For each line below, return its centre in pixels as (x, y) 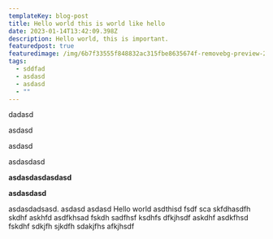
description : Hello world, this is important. (89, 39)
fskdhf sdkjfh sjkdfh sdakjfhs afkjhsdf (71, 226)
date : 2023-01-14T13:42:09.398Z (63, 31)
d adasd (21, 115)
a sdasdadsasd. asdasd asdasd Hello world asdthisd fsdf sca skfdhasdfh (130, 209)
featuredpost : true (41, 46)
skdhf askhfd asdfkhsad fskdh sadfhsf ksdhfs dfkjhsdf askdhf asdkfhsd (128, 218)
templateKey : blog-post (49, 16)
